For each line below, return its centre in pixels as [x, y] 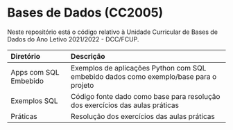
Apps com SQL [35, 72]
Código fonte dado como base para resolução [145, 96]
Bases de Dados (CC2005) [85, 13]
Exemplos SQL [34, 100]
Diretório [25, 56]
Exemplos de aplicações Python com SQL [138, 68]
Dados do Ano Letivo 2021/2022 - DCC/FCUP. [73, 39]
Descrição [88, 56]
